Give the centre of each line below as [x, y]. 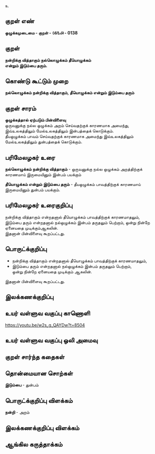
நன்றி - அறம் [17, 412]
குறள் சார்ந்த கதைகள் [35, 357]
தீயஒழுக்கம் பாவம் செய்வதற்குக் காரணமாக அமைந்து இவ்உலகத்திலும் [69, 136]
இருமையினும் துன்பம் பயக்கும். [33, 190]
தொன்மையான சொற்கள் [39, 374]
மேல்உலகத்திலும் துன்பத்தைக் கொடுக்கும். [44, 142]
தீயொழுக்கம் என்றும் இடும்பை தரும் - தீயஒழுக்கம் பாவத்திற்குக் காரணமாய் [73, 185]
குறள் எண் [20, 21]
